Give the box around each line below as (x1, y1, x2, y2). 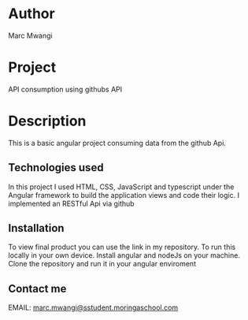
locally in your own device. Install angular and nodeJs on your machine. (8, 251, 240, 260)
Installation (8, 221, 65, 235)
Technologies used (8, 161, 104, 174)
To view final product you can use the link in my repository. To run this (8, 242, 236, 252)
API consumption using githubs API (8, 84, 123, 94)
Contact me (8, 281, 67, 296)
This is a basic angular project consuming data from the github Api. (8, 138, 227, 147)
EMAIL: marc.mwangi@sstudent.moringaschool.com (8, 303, 179, 312)
